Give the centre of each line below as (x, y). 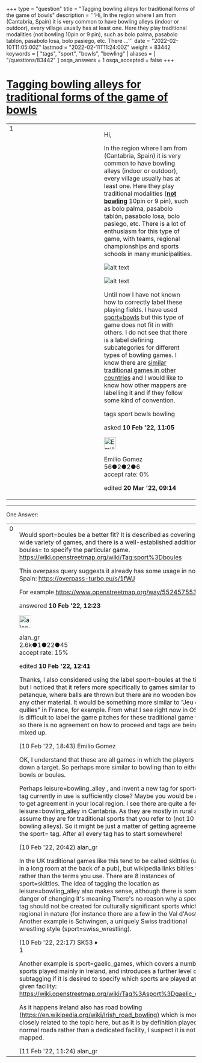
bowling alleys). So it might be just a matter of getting (94, 826)
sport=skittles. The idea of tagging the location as (89, 883)
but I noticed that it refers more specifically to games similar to (107, 687)
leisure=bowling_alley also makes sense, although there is (101, 891)
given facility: (38, 986)
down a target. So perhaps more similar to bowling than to (101, 767)
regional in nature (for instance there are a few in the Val (98, 913)
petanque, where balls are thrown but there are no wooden (102, 695)
